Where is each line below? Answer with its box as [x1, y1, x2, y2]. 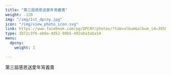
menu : [5, 36, 17, 41]
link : [5, 26, 17, 31]
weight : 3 [14, 45, 36, 50]
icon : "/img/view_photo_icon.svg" [5, 21, 79, 27]
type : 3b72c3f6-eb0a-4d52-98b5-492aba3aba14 [5, 31, 101, 36]
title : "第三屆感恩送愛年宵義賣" [5, 7, 68, 13]
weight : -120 [5, 12, 33, 17]
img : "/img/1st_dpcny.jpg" [5, 17, 63, 22]
